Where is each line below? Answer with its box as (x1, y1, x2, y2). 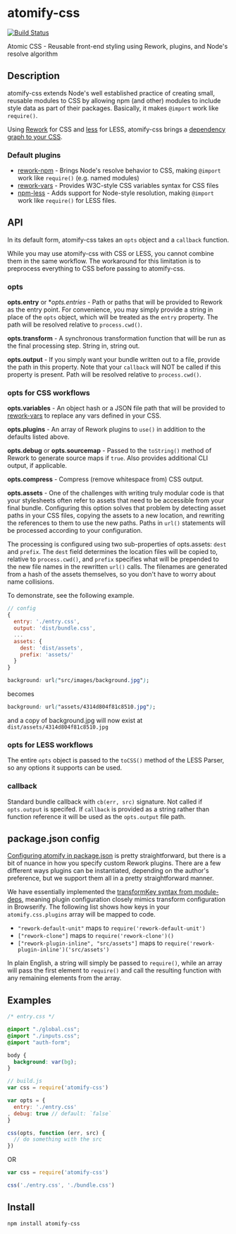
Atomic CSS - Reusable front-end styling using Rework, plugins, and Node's (7, 42, 228, 50)
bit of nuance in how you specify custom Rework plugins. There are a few (7, 859, 221, 867)
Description (7, 70, 60, 82)
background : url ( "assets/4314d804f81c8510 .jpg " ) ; (7, 703, 156, 711)
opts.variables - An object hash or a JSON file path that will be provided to (7, 404, 225, 413)
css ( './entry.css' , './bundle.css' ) (7, 1182, 115, 1189)
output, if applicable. (7, 462, 68, 470)
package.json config (7, 833, 100, 845)
